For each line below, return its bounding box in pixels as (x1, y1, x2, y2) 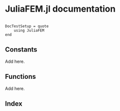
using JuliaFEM (14, 28, 45, 33)
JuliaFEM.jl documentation (5, 3, 116, 15)
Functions (5, 73, 36, 81)
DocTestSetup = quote (5, 23, 49, 29)
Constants (5, 45, 37, 54)
